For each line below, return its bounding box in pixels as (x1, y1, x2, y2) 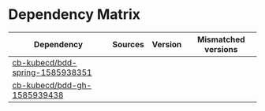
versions (204, 43, 238, 54)
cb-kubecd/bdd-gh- (12, 80, 92, 91)
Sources (112, 39, 144, 50)
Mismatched (196, 34, 246, 45)
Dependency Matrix (8, 6, 140, 24)
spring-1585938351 (12, 67, 92, 78)
